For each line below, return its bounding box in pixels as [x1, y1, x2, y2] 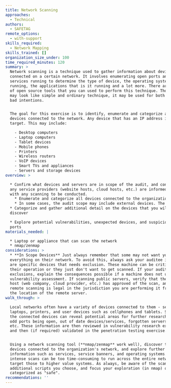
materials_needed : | [5, 229, 49, 234]
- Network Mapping [10, 45, 49, 51]
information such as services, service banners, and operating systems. [10, 351, 167, 356]
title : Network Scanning [5, 7, 58, 13]
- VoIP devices [14, 159, 47, 164]
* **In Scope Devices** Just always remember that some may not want [10, 253, 160, 258]
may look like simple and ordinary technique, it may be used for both [10, 93, 165, 98]
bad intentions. [10, 98, 44, 103]
